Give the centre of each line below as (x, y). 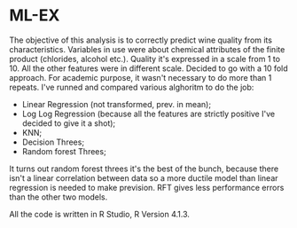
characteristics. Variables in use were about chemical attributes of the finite (147, 49)
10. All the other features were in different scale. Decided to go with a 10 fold (148, 68)
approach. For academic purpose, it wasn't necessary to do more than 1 (141, 77)
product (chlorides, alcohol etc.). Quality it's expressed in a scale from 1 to (145, 59)
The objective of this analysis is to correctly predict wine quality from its (141, 40)
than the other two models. (59, 197)
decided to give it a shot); (69, 123)
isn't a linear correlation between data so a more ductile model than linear (144, 177)
